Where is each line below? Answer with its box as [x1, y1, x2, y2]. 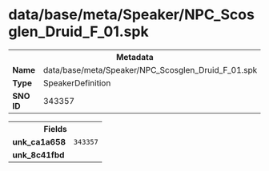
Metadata [115, 51, 154, 62]
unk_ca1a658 [12, 136, 66, 147]
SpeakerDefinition [42, 78, 111, 89]
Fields [43, 123, 68, 134]
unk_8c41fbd [12, 149, 65, 161]
